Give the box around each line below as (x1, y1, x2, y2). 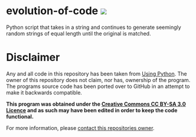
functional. (6, 113, 34, 120)
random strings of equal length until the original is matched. (6, 30, 152, 37)
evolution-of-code (6, 4, 99, 18)
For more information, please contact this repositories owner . (6, 124, 155, 131)
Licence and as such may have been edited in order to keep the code (6, 106, 178, 113)
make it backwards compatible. (6, 89, 83, 96)
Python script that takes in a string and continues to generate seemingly (6, 24, 181, 31)
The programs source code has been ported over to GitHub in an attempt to (6, 83, 190, 90)
